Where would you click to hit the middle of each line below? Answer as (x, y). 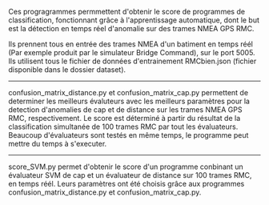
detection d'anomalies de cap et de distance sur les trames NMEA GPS (125, 110)
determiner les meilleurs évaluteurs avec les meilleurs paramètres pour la (129, 101)
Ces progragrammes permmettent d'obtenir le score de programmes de (127, 12)
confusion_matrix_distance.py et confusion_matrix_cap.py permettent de (128, 92)
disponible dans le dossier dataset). (67, 70)
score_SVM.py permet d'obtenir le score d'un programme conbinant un (126, 167)
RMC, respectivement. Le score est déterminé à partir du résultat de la (124, 118)
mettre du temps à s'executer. (58, 144)
